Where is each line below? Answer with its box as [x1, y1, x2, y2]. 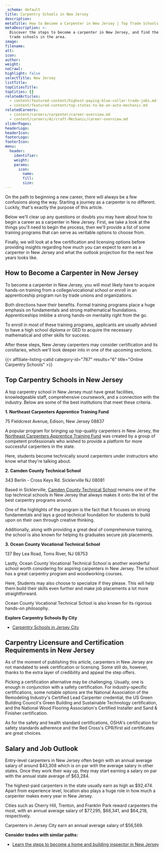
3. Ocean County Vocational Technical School [5, 541, 100, 547]
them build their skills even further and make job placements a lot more [5, 585, 148, 591]
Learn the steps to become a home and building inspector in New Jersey [12, 842, 159, 848]
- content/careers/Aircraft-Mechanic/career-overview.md [9, 116, 128, 122]
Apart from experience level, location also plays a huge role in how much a [5, 788, 156, 794]
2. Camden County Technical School [5, 467, 81, 473]
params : [14, 162, 29, 167]
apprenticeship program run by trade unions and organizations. [5, 292, 133, 298]
